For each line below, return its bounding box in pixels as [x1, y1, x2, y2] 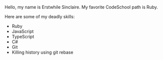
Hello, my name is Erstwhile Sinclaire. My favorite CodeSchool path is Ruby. [4, 4, 158, 10]
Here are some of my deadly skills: [4, 14, 75, 19]
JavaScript [11, 29, 34, 34]
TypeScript [11, 34, 34, 39]
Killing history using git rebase [11, 49, 73, 55]
